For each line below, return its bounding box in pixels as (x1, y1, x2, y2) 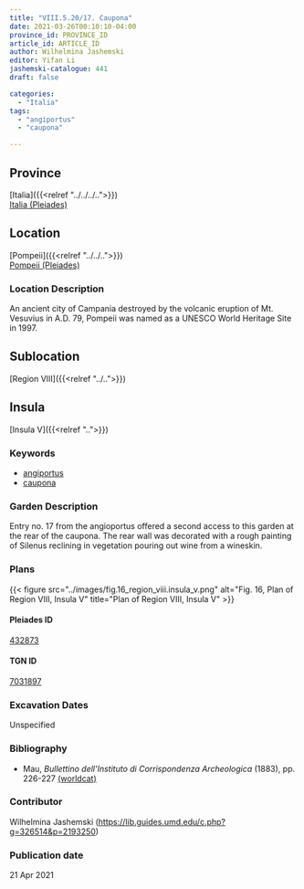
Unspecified (9, 719, 56, 731)
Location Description (9, 282, 105, 295)
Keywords (9, 447, 56, 460)
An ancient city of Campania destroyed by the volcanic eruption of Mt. (9, 303, 274, 314)
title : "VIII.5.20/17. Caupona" (9, 13, 132, 23)
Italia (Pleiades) (9, 198, 68, 210)
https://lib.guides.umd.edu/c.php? (98, 816, 226, 827)
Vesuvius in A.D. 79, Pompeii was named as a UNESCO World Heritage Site (9, 312, 292, 324)
